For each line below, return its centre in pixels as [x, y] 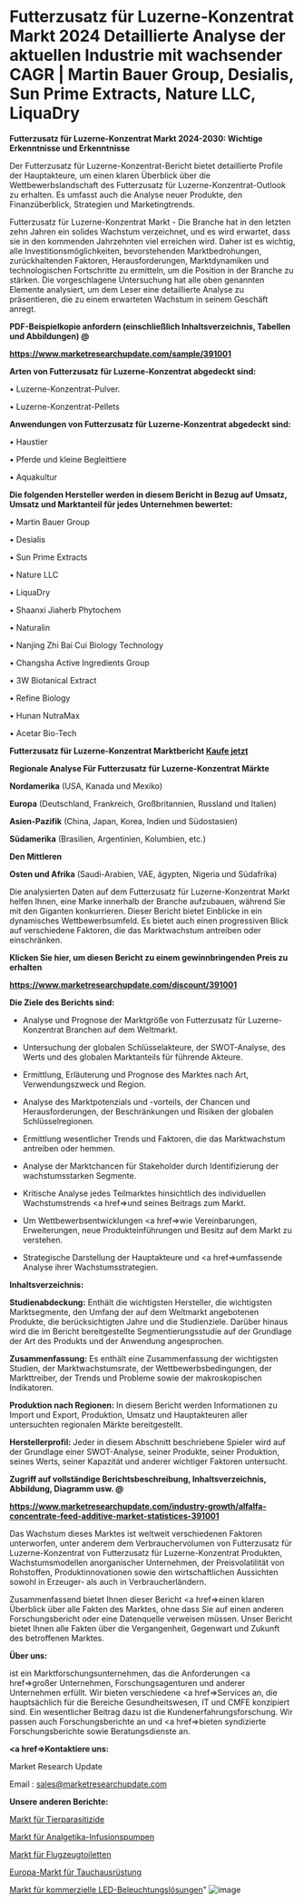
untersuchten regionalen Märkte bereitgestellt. [96, 1424]
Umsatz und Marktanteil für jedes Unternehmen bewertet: [121, 504]
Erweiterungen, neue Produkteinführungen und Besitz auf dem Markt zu [157, 1230]
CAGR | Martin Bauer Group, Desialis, [152, 75]
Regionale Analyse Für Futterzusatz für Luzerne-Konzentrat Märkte [139, 768]
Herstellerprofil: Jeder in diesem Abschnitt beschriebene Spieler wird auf [147, 1441]
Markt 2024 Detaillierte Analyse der [147, 36]
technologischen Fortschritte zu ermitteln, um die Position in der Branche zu [152, 270]
